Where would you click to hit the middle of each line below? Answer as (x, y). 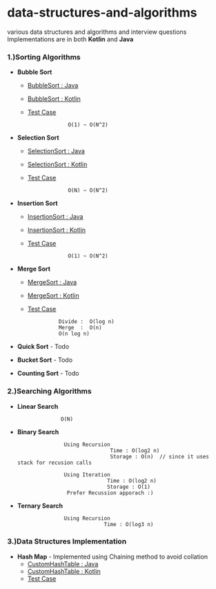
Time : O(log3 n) (129, 524)
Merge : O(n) (80, 328)
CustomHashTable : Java (63, 563)
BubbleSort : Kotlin (54, 99)
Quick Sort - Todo (43, 347)
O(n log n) (74, 334)
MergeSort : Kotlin (53, 296)
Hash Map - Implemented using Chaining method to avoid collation (112, 557)
